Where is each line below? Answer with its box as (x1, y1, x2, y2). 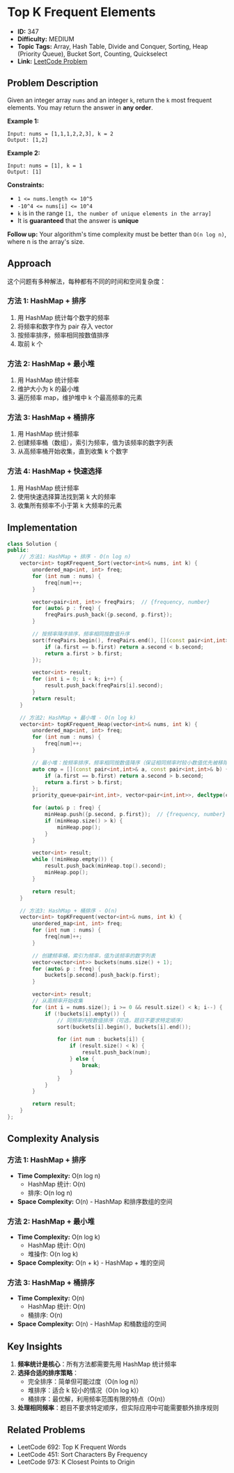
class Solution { (7, 540, 58, 547)
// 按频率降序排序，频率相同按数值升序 (32, 630, 130, 638)
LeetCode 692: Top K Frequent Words (17, 1442, 127, 1451)
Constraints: (7, 180, 45, 189)
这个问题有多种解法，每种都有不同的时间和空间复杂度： (7, 277, 166, 285)
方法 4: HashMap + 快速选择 (7, 466, 102, 476)
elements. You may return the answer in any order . (7, 103, 153, 112)
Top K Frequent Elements (7, 4, 156, 20)
